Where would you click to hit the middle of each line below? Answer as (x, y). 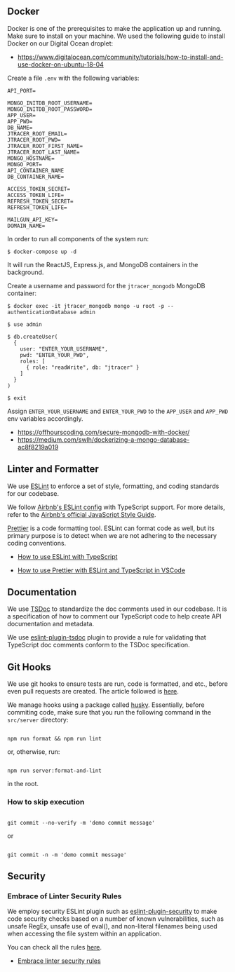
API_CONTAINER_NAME (36, 170)
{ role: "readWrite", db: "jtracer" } (82, 367)
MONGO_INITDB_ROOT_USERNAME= (50, 103)
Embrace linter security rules (59, 961)
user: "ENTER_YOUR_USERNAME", (64, 349)
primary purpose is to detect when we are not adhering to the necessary (112, 535)
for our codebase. (33, 493)
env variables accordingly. (45, 418)
